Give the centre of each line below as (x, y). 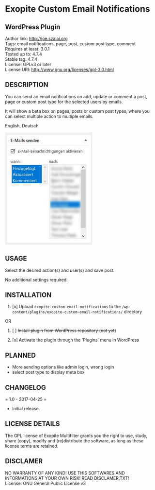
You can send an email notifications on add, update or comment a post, (76, 96)
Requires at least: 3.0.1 (27, 49)
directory (133, 312)
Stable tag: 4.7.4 (21, 59)
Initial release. (26, 409)
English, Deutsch (22, 125)
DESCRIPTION (27, 85)
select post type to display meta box (48, 372)
